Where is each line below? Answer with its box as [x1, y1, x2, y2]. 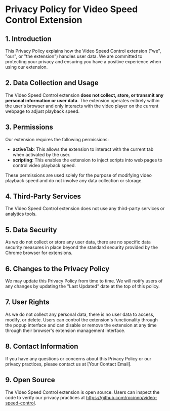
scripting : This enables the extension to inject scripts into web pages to [12, 157, 163, 163]
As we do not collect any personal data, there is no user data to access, [5, 311, 155, 317]
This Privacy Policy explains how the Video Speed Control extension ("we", [5, 48, 161, 54]
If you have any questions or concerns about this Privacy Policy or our [5, 355, 152, 361]
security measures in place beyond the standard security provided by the [5, 244, 158, 251]
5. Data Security [5, 225, 57, 234]
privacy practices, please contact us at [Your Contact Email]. [5, 361, 132, 367]
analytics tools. [5, 211, 37, 217]
